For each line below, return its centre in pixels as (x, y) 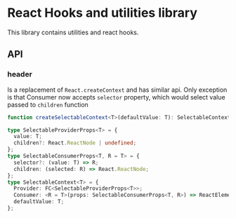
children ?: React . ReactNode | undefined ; (75, 143)
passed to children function (48, 104)
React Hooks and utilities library (103, 13)
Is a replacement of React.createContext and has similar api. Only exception (117, 90)
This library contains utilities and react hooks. (73, 32)
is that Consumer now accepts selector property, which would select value (117, 97)
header (20, 74)
